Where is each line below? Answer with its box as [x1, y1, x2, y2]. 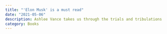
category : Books [5, 21, 39, 26]
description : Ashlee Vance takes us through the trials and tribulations [5, 16, 162, 21]
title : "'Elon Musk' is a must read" [5, 7, 84, 12]
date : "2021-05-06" [5, 12, 46, 17]
